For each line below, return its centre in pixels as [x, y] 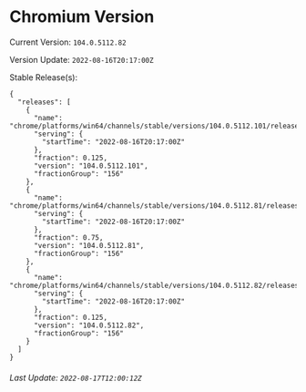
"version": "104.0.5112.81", [89, 245]
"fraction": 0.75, [68, 237]
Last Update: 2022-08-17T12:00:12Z [76, 377]
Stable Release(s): [44, 77]
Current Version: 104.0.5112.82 [68, 42]
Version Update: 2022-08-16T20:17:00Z [82, 59]
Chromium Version [82, 17]
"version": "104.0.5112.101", [91, 166]
